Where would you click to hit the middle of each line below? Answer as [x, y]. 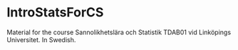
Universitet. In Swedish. [41, 39]
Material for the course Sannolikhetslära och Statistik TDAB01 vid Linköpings [119, 32]
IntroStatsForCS [55, 12]
